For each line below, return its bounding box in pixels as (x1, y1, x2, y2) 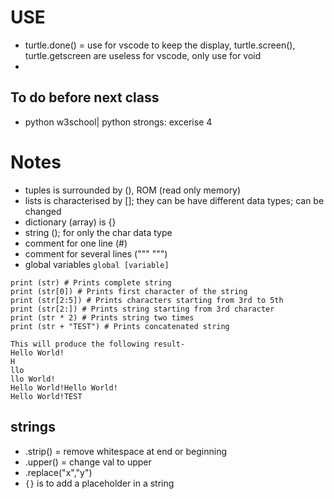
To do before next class (10, 89, 160, 106)
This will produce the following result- (10, 339, 186, 349)
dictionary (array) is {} (24, 216, 117, 228)
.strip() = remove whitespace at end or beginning (24, 445, 228, 457)
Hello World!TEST (10, 391, 83, 401)
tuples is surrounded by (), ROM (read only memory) (24, 184, 242, 196)
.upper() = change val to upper (24, 456, 152, 468)
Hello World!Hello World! (10, 382, 118, 393)
